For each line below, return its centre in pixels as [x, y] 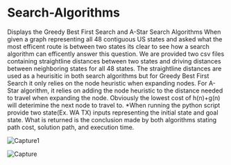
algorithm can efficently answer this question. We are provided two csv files [116, 54]
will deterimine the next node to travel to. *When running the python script [114, 105]
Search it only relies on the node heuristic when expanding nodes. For [107, 83]
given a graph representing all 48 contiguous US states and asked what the [115, 39]
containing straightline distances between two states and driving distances [114, 61]
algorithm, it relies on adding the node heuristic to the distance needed [122, 90]
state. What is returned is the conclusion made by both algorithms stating [112, 119]
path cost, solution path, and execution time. [71, 127]
